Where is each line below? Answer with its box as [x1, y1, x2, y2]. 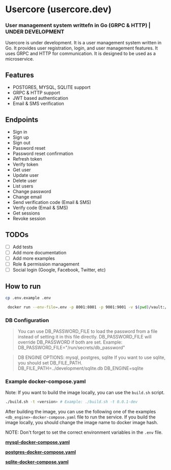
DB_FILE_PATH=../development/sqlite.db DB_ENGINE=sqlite [17, 365, 144, 372]
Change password [12, 189, 51, 195]
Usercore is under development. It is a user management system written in [5, 40, 162, 46]
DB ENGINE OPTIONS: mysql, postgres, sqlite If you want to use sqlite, [17, 354, 166, 360]
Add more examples [12, 255, 55, 262]
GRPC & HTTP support [12, 90, 60, 96]
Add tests [12, 244, 33, 250]
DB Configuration [5, 317, 49, 324]
